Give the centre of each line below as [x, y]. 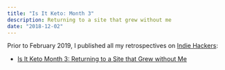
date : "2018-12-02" [35, 26]
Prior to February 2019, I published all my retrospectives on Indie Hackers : [112, 46]
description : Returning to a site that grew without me [89, 20]
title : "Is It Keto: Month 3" [51, 13]
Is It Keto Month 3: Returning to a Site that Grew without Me [102, 59]
